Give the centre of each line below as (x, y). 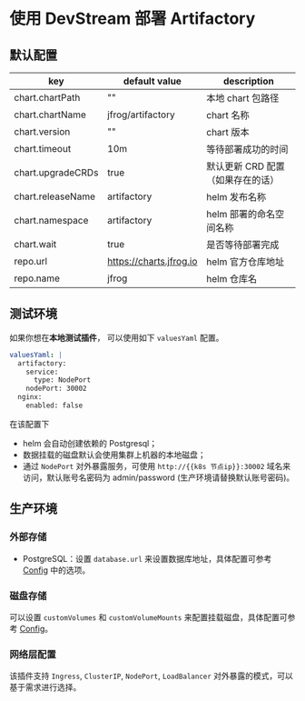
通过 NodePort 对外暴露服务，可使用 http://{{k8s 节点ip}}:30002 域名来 (157, 466)
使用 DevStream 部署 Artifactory (133, 19)
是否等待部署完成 (242, 245)
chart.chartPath (47, 98)
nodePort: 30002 (57, 389)
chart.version (42, 131)
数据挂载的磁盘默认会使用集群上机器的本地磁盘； (114, 455)
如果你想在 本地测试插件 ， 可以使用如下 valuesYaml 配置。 (117, 337)
